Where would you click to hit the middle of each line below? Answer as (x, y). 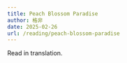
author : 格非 (25, 20)
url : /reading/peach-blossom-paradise (63, 33)
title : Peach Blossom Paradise (53, 14)
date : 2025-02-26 (32, 27)
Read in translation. (35, 53)
